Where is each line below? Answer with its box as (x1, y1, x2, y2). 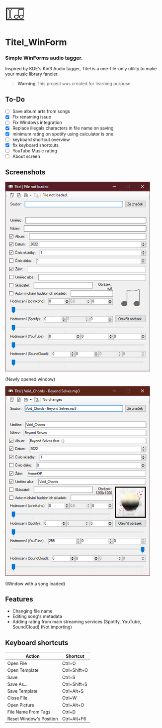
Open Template (7, 667, 39, 673)
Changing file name (12, 608, 53, 614)
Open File (7, 660, 27, 666)
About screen (12, 153, 41, 159)
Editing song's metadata (12, 613, 62, 619)
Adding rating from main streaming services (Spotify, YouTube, (12, 619, 142, 625)
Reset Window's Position (7, 716, 58, 722)
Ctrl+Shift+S (62, 681, 88, 687)
